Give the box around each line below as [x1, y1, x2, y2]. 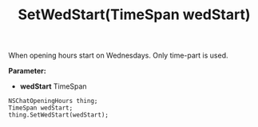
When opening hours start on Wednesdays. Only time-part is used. [8, 50, 228, 61]
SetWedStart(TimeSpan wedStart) [18, 6, 251, 24]
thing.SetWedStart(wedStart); [8, 111, 109, 119]
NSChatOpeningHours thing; [8, 97, 98, 105]
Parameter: [8, 66, 46, 76]
